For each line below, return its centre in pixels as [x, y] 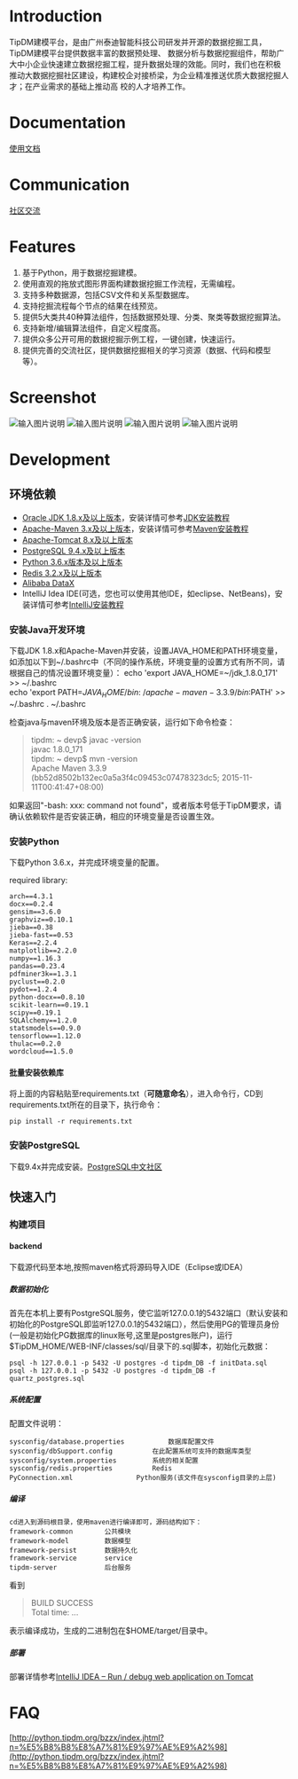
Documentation [68, 123]
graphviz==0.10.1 [41, 920]
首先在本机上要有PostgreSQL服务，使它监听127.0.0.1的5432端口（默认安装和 [149, 1313]
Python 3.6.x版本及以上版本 [72, 561]
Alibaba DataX [48, 583]
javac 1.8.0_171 [57, 749]
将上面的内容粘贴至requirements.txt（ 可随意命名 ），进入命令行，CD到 [136, 1093]
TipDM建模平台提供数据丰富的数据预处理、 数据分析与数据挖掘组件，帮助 [143, 53]
